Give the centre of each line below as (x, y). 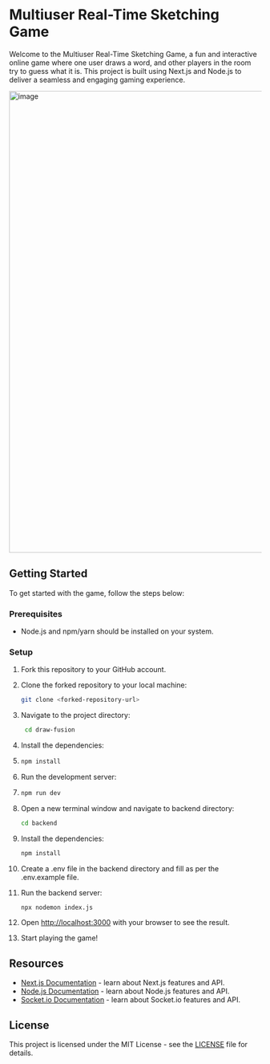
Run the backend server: (61, 892)
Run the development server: (69, 777)
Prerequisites (36, 614)
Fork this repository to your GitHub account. (93, 670)
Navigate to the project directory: (75, 715)
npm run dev (40, 793)
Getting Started (48, 574)
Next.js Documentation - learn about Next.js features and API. (123, 983)
